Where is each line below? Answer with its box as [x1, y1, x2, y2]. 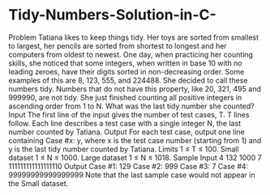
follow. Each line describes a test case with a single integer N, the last [8, 118, 242, 128]
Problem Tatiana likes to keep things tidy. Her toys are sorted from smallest [8, 32, 259, 42]
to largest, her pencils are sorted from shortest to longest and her [8, 40, 227, 50]
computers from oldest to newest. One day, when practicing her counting [8, 49, 254, 59]
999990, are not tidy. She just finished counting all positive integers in [8, 92, 242, 102]
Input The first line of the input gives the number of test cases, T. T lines [8, 109, 250, 119]
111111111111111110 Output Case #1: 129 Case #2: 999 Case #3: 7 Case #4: [8, 161, 249, 171]
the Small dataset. [8, 178, 69, 188]
